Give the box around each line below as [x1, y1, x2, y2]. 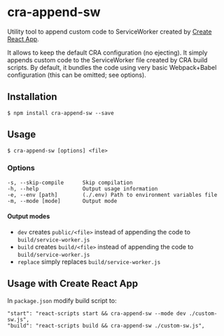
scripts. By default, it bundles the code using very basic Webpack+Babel [7, 63, 217, 71]
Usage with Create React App [7, 278, 139, 290]
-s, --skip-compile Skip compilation [7, 179, 133, 186]
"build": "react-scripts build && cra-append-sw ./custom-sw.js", [7, 322, 205, 329]
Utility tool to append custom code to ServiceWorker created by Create [7, 27, 212, 36]
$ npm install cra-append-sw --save [7, 109, 114, 116]
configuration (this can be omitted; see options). [7, 71, 147, 79]
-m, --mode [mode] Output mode [7, 197, 118, 204]
